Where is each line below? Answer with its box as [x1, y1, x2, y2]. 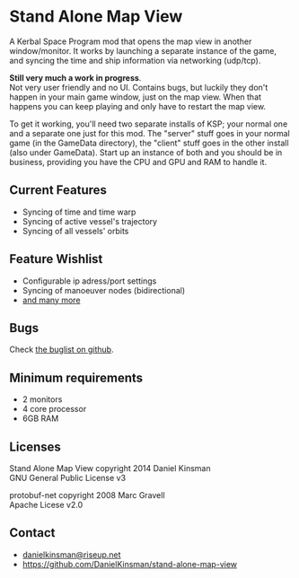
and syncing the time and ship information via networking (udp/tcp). [9, 55, 261, 66]
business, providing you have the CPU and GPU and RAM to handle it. [9, 156, 268, 167]
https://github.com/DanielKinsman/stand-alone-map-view [22, 558, 238, 569]
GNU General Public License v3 [9, 473, 127, 483]
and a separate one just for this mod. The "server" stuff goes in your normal [9, 127, 290, 138]
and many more [22, 294, 81, 305]
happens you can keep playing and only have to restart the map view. [9, 101, 267, 111]
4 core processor [22, 404, 87, 415]
